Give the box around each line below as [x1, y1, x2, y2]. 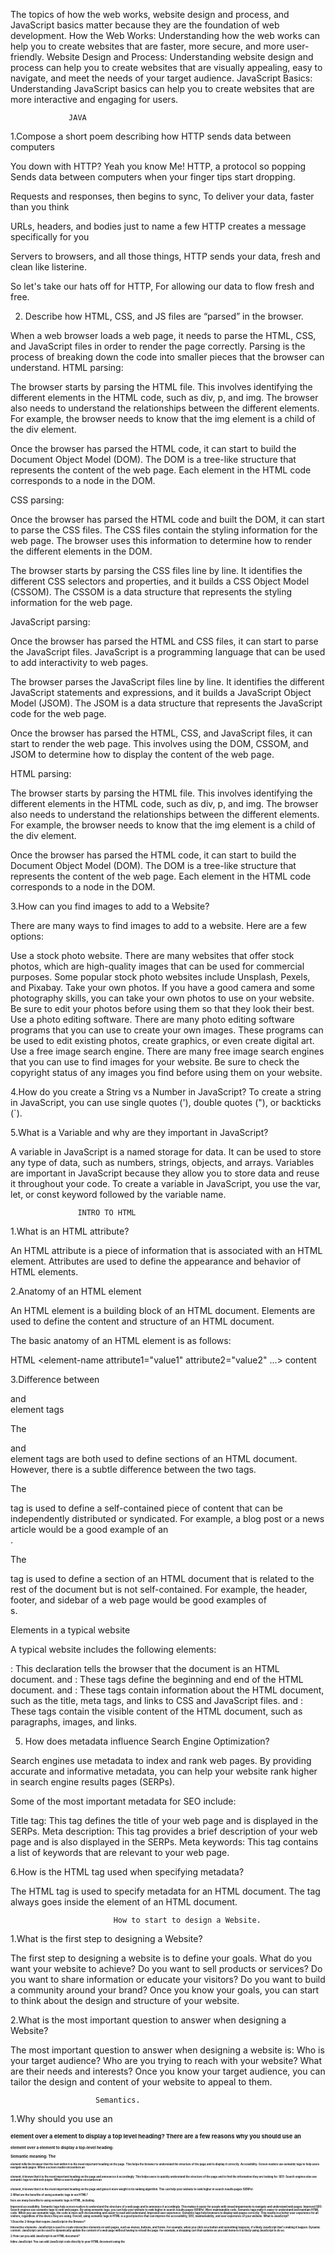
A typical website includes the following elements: [10, 1644, 217, 1655]
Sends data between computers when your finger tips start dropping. [10, 171, 296, 183]
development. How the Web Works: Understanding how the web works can [10, 30, 321, 41]
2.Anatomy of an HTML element [10, 1285, 142, 1297]
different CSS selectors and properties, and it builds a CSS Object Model [10, 575, 310, 587]
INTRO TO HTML [77, 1208, 137, 1218]
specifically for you [10, 231, 90, 243]
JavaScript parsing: [10, 616, 91, 628]
